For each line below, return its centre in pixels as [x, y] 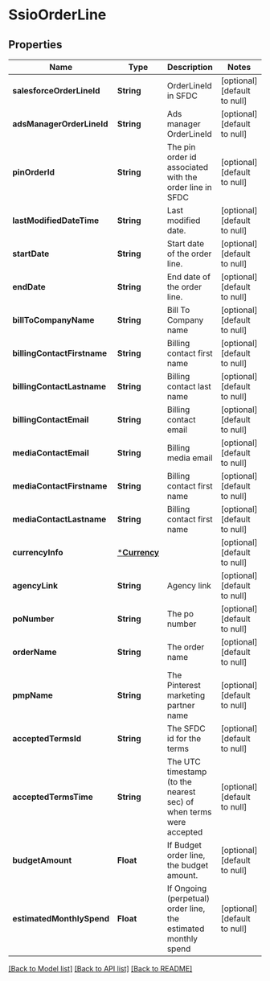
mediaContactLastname [59, 519]
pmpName [33, 695]
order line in [189, 187]
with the [182, 177]
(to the [180, 782]
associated [188, 167]
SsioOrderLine [57, 15]
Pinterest [184, 685]
